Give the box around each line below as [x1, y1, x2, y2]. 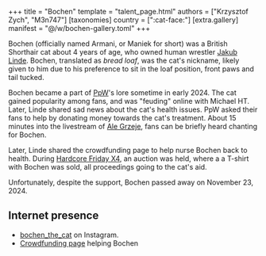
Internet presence [8, 209, 99, 223]
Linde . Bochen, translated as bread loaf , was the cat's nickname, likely [8, 55, 240, 65]
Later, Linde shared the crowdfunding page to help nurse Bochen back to [8, 146, 248, 155]
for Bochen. [8, 130, 47, 139]
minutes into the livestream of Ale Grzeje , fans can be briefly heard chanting [8, 122, 258, 131]
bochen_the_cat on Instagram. [19, 230, 119, 239]
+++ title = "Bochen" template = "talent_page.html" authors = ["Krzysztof [8, 7, 249, 16]
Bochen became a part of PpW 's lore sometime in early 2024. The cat [8, 88, 237, 97]
